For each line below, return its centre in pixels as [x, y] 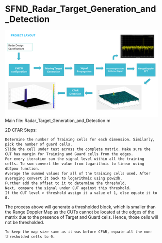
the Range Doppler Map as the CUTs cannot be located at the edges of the [80, 212]
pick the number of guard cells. [39, 144]
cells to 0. [43, 237]
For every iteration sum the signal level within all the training [75, 159]
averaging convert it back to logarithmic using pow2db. [64, 178]
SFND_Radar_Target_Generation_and [81, 9]
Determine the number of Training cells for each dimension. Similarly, [80, 139]
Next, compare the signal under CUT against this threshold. [68, 188]
